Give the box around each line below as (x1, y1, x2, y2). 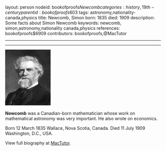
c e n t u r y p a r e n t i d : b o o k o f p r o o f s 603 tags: (5, 9, 89, 15)
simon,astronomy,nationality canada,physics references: (5, 25, 120, 31)
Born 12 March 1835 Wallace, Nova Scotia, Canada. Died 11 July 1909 (5, 125, 146, 131)
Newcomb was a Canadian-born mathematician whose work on (5, 110, 135, 116)
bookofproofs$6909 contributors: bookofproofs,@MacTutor (5, 31, 127, 36)
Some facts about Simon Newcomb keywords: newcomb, (5, 20, 122, 26)
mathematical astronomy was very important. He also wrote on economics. (5, 116, 158, 121)
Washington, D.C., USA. (5, 131, 53, 136)
